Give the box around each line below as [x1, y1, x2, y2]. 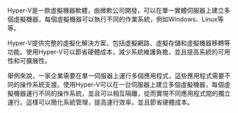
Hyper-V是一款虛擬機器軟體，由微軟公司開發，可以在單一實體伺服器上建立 [7, 6, 225, 14]
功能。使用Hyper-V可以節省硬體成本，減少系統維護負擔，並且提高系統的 [7, 48, 218, 56]
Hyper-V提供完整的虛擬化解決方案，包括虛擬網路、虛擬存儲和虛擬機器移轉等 [7, 39, 231, 47]
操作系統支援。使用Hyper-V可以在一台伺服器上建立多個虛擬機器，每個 [19, 81, 225, 88]
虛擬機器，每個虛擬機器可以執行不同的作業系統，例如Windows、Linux [13, 15, 218, 23]
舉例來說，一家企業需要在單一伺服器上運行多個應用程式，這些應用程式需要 [7, 71, 225, 80]
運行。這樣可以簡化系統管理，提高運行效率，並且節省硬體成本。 [7, 98, 193, 106]
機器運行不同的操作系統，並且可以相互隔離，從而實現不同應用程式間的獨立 [13, 89, 231, 97]
